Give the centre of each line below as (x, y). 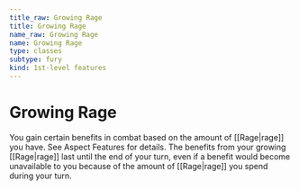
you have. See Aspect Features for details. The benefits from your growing (148, 147)
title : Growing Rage (48, 26)
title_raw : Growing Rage (56, 18)
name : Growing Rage (46, 43)
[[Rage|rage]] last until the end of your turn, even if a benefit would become (150, 156)
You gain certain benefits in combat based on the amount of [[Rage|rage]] (147, 137)
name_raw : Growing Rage (54, 34)
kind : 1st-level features (58, 68)
